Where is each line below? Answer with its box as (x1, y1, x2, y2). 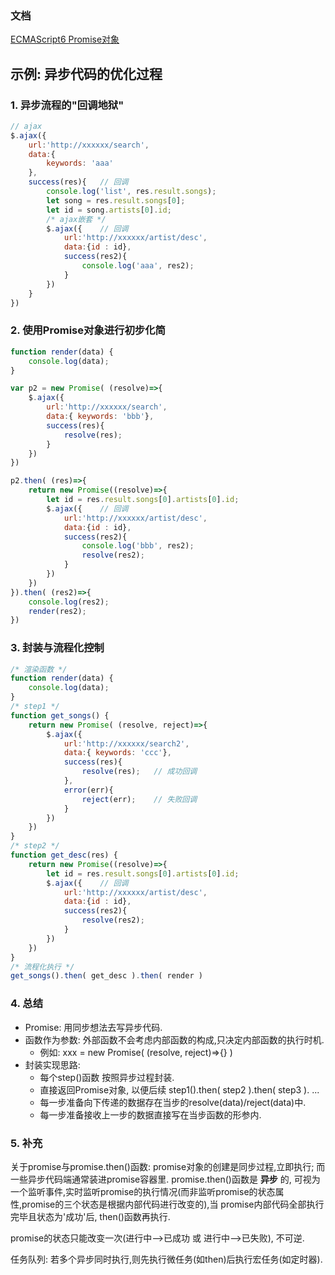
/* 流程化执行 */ (10, 962, 75, 972)
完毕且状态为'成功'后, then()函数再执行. (10, 1210, 171, 1222)
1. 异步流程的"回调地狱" (10, 98, 125, 112)
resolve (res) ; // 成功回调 (81, 767, 198, 777)
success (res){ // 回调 (28, 177, 129, 187)
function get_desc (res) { (10, 850, 118, 861)
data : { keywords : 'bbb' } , (46, 412, 155, 422)
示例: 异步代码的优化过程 (10, 65, 163, 82)
